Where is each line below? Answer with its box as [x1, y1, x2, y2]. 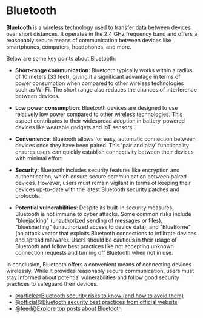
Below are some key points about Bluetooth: [6, 55, 116, 62]
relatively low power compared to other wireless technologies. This [15, 110, 183, 118]
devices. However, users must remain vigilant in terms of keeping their [15, 179, 191, 186]
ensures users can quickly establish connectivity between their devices [15, 148, 194, 155]
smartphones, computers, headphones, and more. [6, 43, 131, 50]
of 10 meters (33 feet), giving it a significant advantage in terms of [15, 73, 181, 80]
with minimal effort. [15, 154, 64, 161]
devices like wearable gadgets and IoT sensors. [15, 123, 135, 130]
